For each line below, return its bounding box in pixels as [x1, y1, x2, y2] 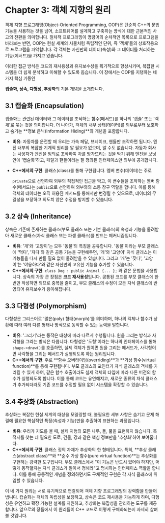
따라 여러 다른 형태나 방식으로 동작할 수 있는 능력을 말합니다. [14, 322, 130, 328]
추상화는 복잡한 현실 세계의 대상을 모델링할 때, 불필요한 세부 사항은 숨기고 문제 [5, 412, 155, 418]
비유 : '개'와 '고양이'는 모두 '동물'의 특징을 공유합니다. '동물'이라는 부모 [12, 243, 146, 249]
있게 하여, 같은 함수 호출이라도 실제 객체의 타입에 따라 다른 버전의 [27, 369, 151, 375]
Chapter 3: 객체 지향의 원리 [5, 4, 111, 16]
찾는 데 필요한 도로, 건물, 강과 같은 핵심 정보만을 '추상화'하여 [25, 434, 141, 440]
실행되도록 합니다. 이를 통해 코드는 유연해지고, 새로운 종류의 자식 [21, 376, 145, 382]
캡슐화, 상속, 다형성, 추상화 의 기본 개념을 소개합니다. [5, 86, 104, 92]
